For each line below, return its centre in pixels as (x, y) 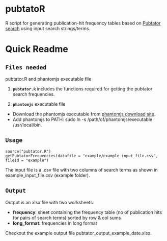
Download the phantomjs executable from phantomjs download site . (84, 114)
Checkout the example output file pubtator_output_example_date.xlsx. (78, 233)
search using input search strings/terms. (48, 28)
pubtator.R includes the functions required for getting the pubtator (82, 89)
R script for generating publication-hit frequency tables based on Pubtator (83, 23)
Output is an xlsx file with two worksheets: (50, 202)
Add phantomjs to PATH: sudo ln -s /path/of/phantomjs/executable (82, 119)
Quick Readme (37, 49)
